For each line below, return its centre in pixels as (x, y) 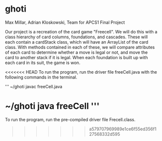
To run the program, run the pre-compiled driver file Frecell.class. (70, 119)
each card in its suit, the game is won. (43, 63)
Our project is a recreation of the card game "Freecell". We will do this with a (81, 31)
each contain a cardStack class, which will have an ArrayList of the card (77, 42)
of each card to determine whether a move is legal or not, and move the (76, 52)
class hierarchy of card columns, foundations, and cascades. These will (76, 37)
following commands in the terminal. (41, 77)
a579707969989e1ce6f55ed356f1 (123, 129)
